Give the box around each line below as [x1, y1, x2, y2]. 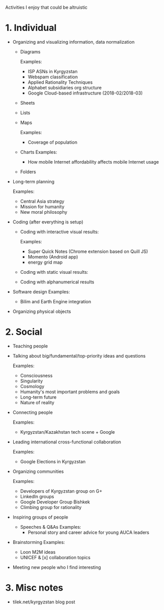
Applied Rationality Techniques [27, 79, 93, 85]
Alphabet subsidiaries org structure [27, 84, 102, 90]
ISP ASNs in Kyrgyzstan [27, 68, 78, 74]
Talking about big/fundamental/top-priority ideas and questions [12, 352, 146, 359]
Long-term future [20, 394, 57, 400]
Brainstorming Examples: [12, 539, 65, 545]
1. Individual [5, 22, 57, 34]
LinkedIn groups [20, 493, 54, 499]
